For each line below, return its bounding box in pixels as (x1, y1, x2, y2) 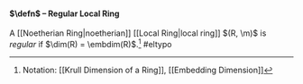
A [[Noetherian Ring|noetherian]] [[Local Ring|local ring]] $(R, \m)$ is (9, 28, 267, 38)
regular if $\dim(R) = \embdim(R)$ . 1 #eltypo (9, 38, 172, 49)
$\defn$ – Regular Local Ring (9, 8, 120, 19)
